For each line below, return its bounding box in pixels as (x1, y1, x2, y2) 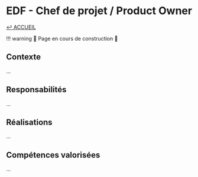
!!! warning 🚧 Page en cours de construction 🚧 (6, 35, 118, 42)
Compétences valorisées (6, 150, 100, 160)
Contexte (6, 52, 41, 62)
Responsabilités (6, 85, 67, 95)
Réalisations (6, 117, 53, 127)
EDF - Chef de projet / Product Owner (6, 4, 193, 18)
